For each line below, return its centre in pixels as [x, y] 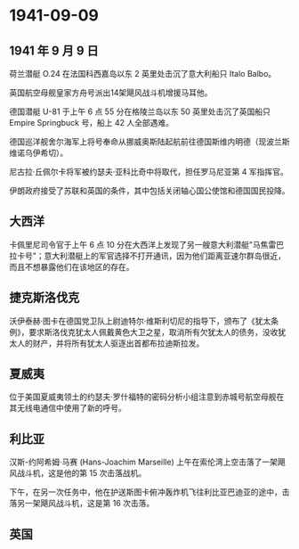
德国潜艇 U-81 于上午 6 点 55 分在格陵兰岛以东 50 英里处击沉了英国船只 [140, 111]
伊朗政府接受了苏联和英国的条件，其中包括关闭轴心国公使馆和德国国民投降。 [149, 191]
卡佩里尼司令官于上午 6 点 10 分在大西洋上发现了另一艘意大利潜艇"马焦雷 [143, 244]
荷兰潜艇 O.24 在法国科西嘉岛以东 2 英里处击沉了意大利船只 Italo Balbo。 [143, 74]
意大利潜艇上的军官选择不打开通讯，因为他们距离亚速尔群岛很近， [165, 256]
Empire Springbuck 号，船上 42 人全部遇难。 [91, 123]
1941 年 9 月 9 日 [54, 50]
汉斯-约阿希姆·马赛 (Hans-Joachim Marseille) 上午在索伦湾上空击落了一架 [144, 462]
